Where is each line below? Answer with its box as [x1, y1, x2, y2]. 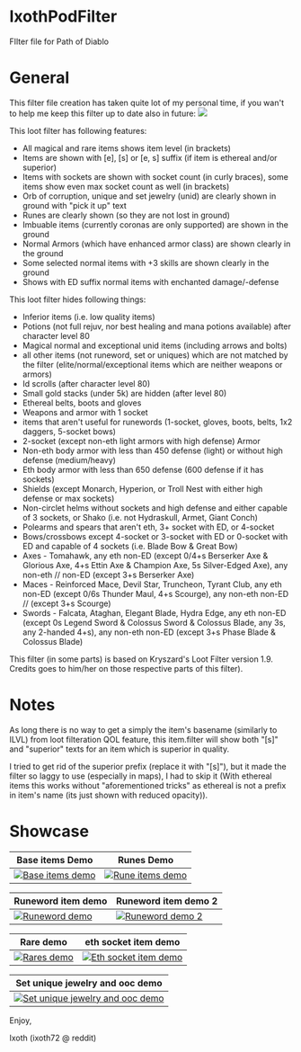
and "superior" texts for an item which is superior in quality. [9, 744, 230, 754]
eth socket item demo [84, 935, 181, 948]
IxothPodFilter [9, 6, 118, 27]
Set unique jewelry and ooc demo [15, 976, 164, 989]
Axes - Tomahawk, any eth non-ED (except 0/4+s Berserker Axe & [22, 550, 269, 561]
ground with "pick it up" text [22, 200, 128, 210]
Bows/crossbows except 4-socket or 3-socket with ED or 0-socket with [22, 530, 288, 541]
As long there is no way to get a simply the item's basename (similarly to [9, 724, 278, 735]
